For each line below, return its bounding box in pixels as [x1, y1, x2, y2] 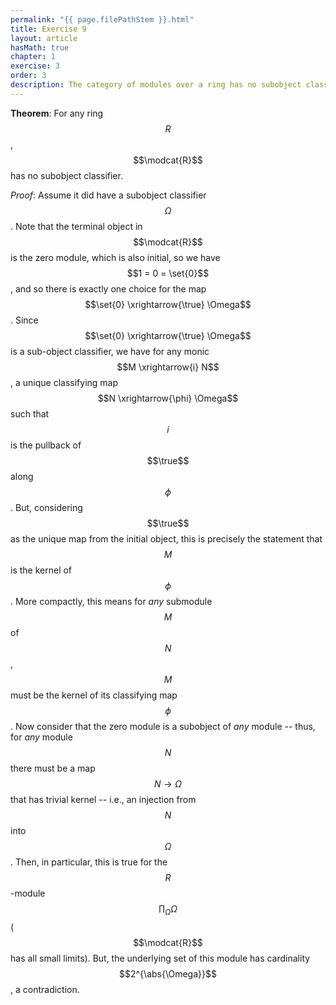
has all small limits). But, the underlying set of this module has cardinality [10, 952, 311, 964]
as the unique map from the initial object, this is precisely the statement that [10, 532, 323, 545]
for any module [10, 731, 73, 743]
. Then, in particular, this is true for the [10, 856, 168, 868]
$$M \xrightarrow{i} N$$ [116, 361, 220, 373]
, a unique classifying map [10, 376, 119, 388]
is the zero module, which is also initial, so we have [10, 251, 221, 263]
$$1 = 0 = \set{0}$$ [126, 267, 210, 279]
